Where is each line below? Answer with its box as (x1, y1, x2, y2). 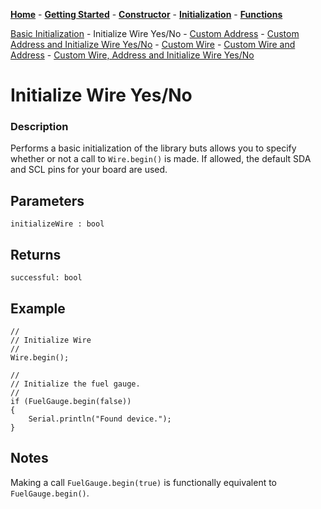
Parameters (10, 192, 85, 209)
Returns (10, 246, 62, 263)
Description (10, 120, 69, 134)
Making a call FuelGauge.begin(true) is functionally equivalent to (10, 476, 278, 488)
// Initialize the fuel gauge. (10, 379, 141, 389)
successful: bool (10, 273, 83, 283)
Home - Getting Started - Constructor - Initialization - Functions (10, 9, 283, 20)
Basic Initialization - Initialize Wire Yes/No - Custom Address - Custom (10, 28, 300, 39)
